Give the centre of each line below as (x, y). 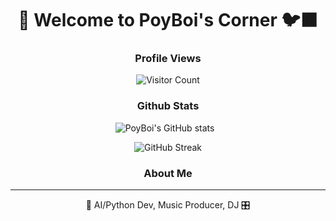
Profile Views (168, 59)
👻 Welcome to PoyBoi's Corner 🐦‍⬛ (168, 20)
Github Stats (168, 106)
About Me (168, 173)
